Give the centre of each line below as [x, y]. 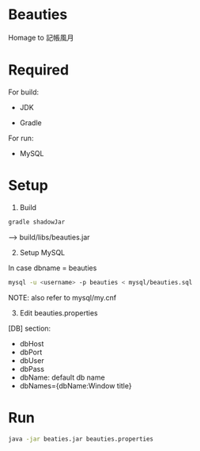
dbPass [32, 369]
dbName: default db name [62, 377]
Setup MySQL [42, 252]
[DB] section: [30, 328]
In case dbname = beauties [53, 268]
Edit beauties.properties [59, 313]
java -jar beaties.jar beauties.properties [81, 439]
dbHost [32, 343]
